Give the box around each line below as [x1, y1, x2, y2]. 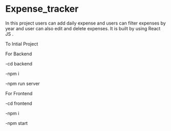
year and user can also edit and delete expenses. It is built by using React [5, 25, 161, 31]
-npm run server [5, 80, 40, 86]
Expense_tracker [5, 3, 79, 15]
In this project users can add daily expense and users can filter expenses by [5, 20, 166, 26]
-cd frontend [5, 100, 32, 106]
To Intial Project [5, 40, 38, 47]
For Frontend [5, 90, 33, 96]
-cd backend [5, 60, 32, 67]
